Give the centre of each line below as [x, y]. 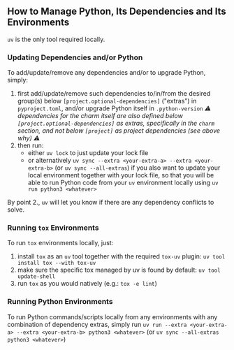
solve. [16, 210]
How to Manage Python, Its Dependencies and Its [117, 12]
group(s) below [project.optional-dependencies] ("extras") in [107, 101]
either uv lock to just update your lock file [88, 153]
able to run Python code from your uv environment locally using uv [123, 183]
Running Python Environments [60, 302]
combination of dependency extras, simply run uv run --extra [97, 324]
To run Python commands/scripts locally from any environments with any [112, 316]
